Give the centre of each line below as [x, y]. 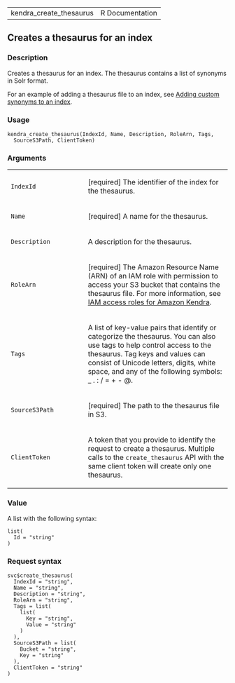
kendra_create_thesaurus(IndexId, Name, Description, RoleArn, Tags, [111, 134]
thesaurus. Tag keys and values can [147, 354]
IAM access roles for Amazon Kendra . [150, 302]
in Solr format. [28, 81]
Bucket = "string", [48, 649]
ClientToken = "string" [48, 668]
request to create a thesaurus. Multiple [151, 449]
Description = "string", [50, 594]
